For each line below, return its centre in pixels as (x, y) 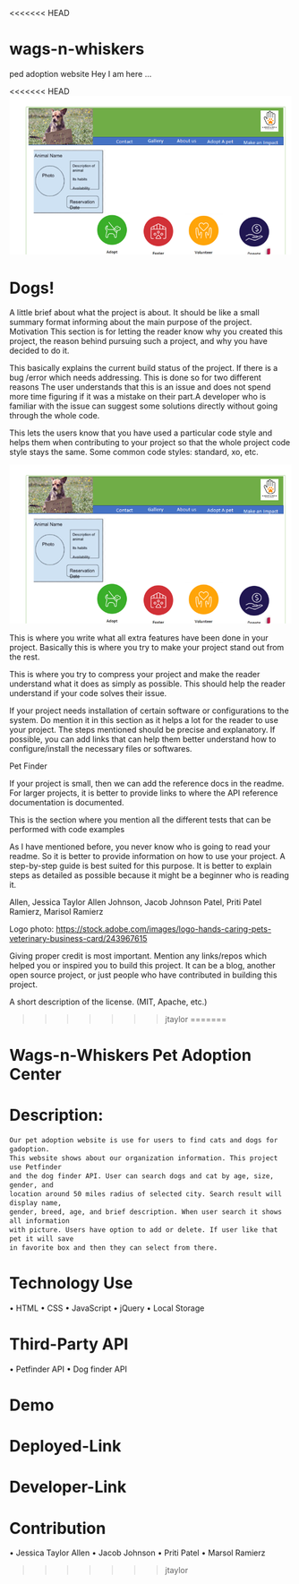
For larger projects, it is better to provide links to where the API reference (144, 793)
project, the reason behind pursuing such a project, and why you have (139, 341)
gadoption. (30, 1149)
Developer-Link (68, 1487)
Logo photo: (32, 929)
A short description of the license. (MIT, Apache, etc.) (108, 1002)
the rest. (25, 657)
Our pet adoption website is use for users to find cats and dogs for (144, 1141)
